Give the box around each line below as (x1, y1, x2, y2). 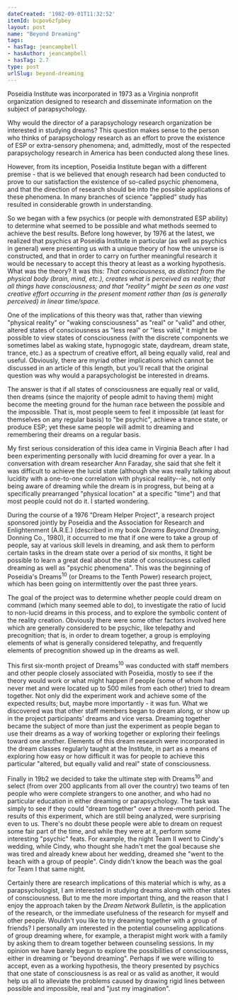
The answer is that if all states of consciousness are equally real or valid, (7, 385, 220, 393)
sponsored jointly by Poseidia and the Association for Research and (7, 518, 205, 527)
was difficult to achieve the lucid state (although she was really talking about (7, 466, 231, 475)
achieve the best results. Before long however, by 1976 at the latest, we (7, 229, 215, 237)
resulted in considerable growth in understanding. (7, 200, 153, 208)
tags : (7, 37, 23, 44)
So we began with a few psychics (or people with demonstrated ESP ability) (7, 214, 229, 222)
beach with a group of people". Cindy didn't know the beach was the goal (7, 857, 222, 866)
